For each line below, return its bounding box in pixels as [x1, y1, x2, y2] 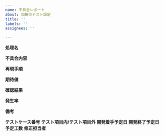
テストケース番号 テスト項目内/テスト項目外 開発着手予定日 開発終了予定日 [5, 119, 159, 125]
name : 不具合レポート [5, 7, 45, 12]
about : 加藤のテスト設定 [5, 12, 51, 17]
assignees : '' [5, 26, 35, 31]
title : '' [5, 16, 26, 21]
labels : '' [5, 21, 28, 26]
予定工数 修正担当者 [5, 125, 46, 131]
